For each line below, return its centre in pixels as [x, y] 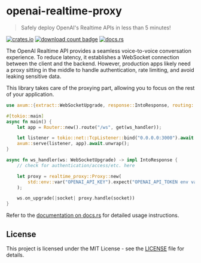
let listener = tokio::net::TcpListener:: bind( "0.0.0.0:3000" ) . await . [107, 138]
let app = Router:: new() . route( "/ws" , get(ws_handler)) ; [89, 127]
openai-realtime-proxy [64, 11]
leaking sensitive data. [34, 76]
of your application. [30, 94]
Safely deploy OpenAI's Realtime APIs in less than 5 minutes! [96, 28]
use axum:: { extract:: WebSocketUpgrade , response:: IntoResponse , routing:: [101, 105]
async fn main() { [29, 122]
